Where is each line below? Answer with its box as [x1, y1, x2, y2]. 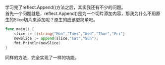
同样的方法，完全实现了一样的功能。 [5, 55, 79, 61]
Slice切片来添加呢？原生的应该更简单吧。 [13, 17, 98, 22]
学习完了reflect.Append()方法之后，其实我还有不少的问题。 [5, 4, 126, 10]
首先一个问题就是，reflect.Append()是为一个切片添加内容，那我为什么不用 [5, 10, 156, 16]
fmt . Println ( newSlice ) [14, 40, 61, 46]
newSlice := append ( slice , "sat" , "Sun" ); [14, 36, 99, 41]
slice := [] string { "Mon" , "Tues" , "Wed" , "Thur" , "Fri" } [14, 31, 125, 36]
